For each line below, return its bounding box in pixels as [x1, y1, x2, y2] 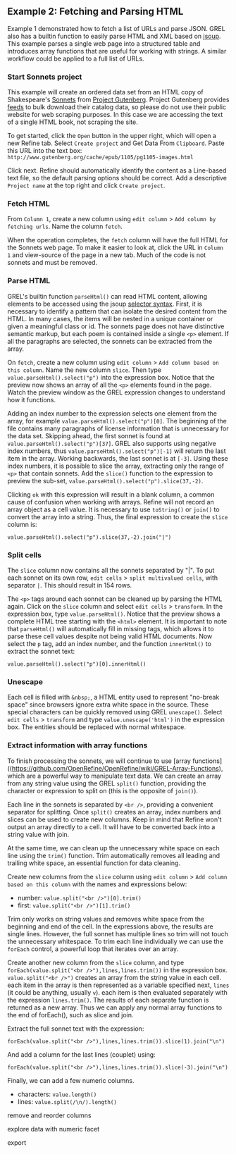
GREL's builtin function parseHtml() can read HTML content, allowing [7, 292, 208, 300]
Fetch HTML [7, 199, 51, 209]
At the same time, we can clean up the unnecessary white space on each [7, 843, 220, 852]
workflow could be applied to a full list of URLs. [7, 54, 144, 63]
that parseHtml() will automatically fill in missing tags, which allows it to [7, 625, 214, 633]
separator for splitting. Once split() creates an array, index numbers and [7, 807, 221, 816]
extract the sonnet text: [7, 647, 75, 655]
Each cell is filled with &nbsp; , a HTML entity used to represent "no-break [7, 693, 220, 702]
